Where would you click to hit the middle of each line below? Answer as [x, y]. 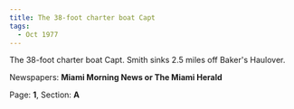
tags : [19, 26]
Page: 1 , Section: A [44, 95]
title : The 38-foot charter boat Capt [82, 18]
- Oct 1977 [38, 34]
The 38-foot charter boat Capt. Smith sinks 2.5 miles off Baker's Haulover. [147, 60]
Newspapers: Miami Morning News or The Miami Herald [116, 77]
